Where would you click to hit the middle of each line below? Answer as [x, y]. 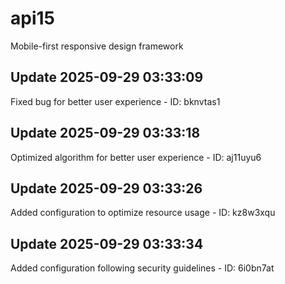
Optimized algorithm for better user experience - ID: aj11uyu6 [136, 157]
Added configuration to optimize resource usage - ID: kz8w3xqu [143, 213]
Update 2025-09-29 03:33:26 [106, 188]
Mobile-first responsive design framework [97, 46]
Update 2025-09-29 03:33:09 [107, 77]
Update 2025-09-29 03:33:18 [105, 133]
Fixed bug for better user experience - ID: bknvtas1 [115, 101]
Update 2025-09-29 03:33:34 [107, 243]
